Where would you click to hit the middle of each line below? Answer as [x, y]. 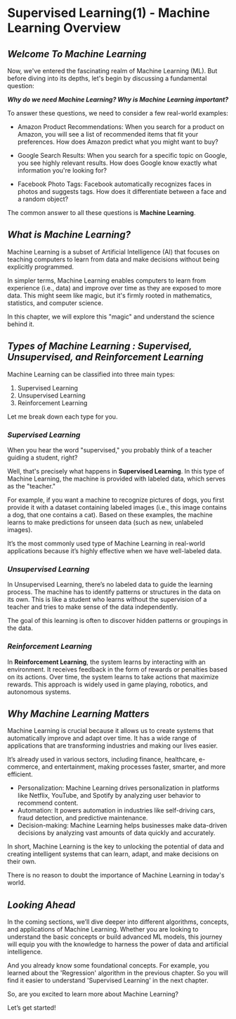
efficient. [20, 774]
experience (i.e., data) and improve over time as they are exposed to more [114, 288]
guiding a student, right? [43, 457]
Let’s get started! [32, 1008]
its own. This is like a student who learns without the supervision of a [107, 600]
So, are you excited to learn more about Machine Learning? [93, 994]
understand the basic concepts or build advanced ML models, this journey [115, 937]
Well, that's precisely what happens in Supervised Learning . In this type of [116, 471]
